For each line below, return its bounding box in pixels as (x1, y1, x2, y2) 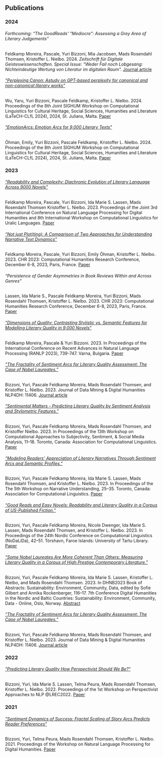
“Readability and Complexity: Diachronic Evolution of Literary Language (5, 179, 150, 185)
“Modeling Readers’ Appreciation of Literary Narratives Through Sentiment (5, 455, 156, 461)
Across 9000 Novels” (5, 184, 48, 190)
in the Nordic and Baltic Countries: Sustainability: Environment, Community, (5, 595, 156, 601)
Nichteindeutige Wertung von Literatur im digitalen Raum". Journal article (5, 66, 152, 72)
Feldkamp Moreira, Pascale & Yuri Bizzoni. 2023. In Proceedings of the (5, 340, 147, 346)
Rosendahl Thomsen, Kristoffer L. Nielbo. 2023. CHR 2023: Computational (5, 298, 154, 304)
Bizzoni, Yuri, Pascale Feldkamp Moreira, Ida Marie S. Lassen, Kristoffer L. (5, 574, 154, 580)
